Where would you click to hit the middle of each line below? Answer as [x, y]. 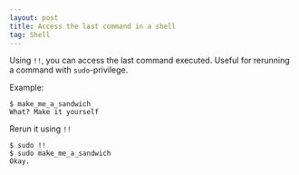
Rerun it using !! [40, 129]
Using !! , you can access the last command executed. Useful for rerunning [149, 61]
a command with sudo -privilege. [69, 70]
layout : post [34, 18]
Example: [27, 88]
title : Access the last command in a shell [93, 26]
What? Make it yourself [54, 112]
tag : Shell [30, 34]
